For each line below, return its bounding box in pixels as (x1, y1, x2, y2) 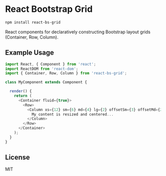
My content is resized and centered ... (31, 112, 114, 117)
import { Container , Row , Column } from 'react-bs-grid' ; (5, 71, 127, 76)
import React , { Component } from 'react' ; (5, 61, 96, 66)
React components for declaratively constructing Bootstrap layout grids (5, 29, 151, 35)
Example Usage (5, 49, 54, 57)
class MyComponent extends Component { (5, 80, 87, 85)
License (5, 153, 30, 162)
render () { (9, 89, 32, 94)
